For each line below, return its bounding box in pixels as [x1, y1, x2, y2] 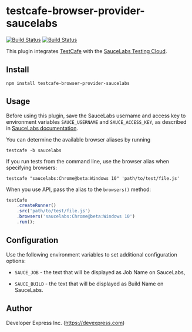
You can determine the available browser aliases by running [6, 136, 151, 143]
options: [6, 257, 26, 264]
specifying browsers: [6, 164, 58, 171]
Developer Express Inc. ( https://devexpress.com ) [6, 319, 125, 326]
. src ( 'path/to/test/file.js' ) [16, 208, 91, 214]
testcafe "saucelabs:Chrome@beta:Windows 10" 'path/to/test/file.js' [6, 175, 180, 181]
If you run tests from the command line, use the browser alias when [6, 157, 169, 165]
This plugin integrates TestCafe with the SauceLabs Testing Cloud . [6, 47, 167, 54]
